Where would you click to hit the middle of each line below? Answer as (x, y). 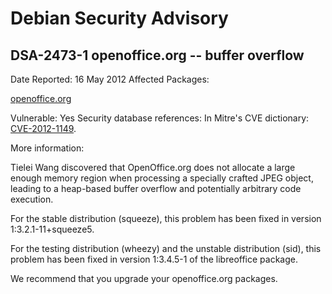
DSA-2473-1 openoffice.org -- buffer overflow (157, 55)
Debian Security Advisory (119, 18)
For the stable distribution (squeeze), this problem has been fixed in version (166, 218)
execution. (32, 199)
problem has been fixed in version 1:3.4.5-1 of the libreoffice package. (154, 259)
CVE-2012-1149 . (43, 128)
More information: (47, 148)
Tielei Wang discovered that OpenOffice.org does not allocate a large (153, 167)
